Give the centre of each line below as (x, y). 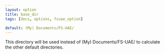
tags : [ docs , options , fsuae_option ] (44, 19)
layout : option (21, 10)
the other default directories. (34, 47)
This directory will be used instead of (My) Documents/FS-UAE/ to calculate (82, 42)
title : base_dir (22, 14)
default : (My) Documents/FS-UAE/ (40, 28)
